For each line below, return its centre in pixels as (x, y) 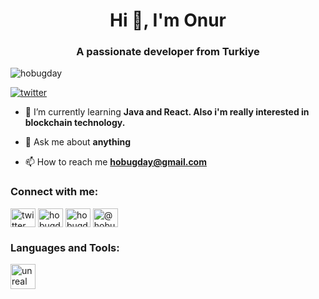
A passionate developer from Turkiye (168, 52)
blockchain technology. (75, 123)
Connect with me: (54, 192)
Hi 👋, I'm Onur (168, 20)
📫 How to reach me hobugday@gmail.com (115, 162)
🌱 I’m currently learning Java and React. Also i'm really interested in (167, 112)
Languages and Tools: (65, 247)
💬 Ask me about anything (78, 142)
